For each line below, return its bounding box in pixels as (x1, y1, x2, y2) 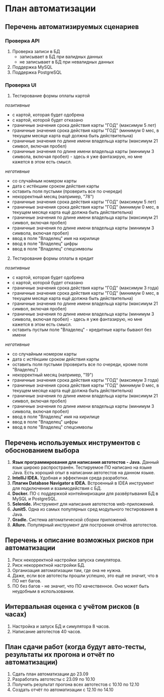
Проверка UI (5, 82, 37, 89)
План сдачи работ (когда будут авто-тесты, (5, 643, 146, 651)
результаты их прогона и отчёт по (5, 650, 115, 659)
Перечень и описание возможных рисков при (5, 536, 154, 545)
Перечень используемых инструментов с (5, 438, 141, 447)
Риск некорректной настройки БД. (12, 562, 86, 568)
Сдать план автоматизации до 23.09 (12, 671, 89, 677)
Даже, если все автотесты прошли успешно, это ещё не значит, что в (12, 573, 158, 578)
